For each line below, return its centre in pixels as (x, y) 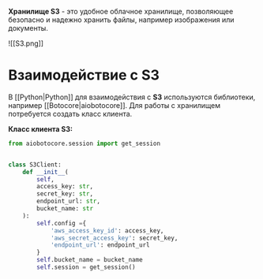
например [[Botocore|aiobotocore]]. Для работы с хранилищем (115, 105)
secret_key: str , (65, 194)
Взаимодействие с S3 (84, 75)
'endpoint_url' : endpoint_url (100, 245)
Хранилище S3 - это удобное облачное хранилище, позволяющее (121, 11)
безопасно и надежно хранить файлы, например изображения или (121, 20)
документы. (28, 28)
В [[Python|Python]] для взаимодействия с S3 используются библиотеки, (132, 97)
